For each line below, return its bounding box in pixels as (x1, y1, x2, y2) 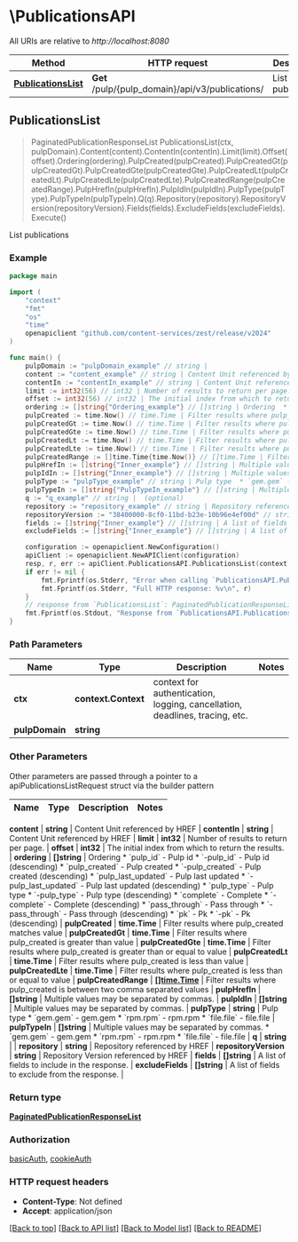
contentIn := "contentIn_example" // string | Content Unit (25, 378, 252, 387)
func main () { (9, 354, 62, 362)
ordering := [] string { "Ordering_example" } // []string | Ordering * (25, 402, 288, 412)
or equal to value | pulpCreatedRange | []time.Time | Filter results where (9, 975, 277, 985)
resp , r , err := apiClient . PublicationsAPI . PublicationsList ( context (25, 560, 288, 569)
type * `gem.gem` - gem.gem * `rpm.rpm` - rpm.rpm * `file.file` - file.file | (9, 1012, 275, 1023)
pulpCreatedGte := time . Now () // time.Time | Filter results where (25, 427, 279, 436)
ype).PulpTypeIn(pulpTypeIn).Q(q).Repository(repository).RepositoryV (30, 193, 286, 203)
